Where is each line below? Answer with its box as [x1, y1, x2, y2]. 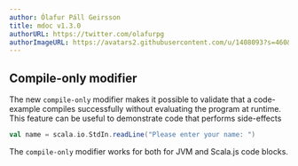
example [9, 104, 41, 115]
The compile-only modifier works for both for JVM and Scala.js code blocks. [9, 146, 288, 156]
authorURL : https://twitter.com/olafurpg [9, 29, 165, 38]
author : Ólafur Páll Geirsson [9, 12, 122, 22]
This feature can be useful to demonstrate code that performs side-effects [9, 113, 282, 124]
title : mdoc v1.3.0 [9, 21, 82, 30]
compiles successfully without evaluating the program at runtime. [42, 104, 282, 115]
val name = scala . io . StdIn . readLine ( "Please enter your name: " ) [9, 130, 255, 139]
